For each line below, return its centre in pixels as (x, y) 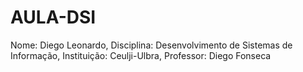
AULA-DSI (53, 17)
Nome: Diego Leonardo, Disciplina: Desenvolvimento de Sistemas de (151, 45)
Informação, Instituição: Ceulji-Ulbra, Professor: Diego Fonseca (141, 55)
